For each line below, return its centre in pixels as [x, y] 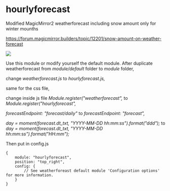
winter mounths [22, 28]
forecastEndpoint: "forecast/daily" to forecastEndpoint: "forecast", [75, 113]
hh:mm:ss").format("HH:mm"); [38, 134]
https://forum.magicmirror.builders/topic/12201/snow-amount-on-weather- [84, 39]
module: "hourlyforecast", [43, 157]
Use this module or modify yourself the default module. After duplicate [79, 63]
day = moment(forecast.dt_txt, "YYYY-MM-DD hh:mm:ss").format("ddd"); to [86, 123]
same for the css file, [28, 88]
